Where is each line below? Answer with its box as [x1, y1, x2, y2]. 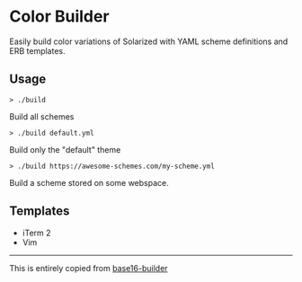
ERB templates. [9, 45, 66, 56]
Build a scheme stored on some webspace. [9, 177, 169, 188]
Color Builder [9, 6, 110, 27]
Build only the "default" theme [9, 144, 121, 154]
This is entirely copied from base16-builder [9, 262, 168, 273]
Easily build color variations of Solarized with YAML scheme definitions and [9, 36, 289, 47]
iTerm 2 [22, 227, 51, 238]
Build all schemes [9, 110, 75, 122]
